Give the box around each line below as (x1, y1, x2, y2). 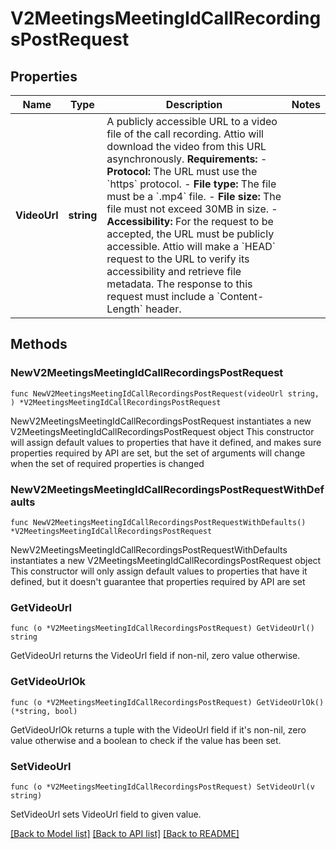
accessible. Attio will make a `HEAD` (106, 240, 277, 253)
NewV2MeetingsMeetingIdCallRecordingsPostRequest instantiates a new (10, 415, 312, 427)
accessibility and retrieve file (106, 265, 242, 278)
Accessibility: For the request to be (106, 215, 274, 228)
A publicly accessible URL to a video (106, 115, 278, 128)
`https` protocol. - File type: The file (106, 177, 277, 191)
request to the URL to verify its (106, 252, 250, 266)
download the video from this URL (106, 140, 267, 153)
